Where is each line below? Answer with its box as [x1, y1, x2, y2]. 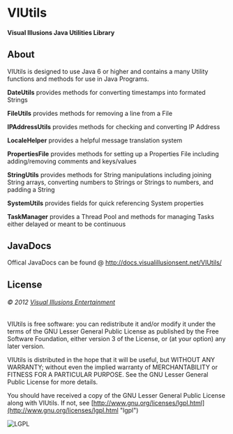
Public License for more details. [7, 378, 98, 386]
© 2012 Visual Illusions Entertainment [7, 298, 116, 306]
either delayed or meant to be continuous [7, 220, 126, 228]
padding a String [7, 185, 55, 193]
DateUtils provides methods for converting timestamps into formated [7, 88, 206, 96]
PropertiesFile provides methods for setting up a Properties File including [7, 149, 220, 158]
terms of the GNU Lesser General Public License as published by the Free [7, 327, 219, 336]
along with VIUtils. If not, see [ [7, 399, 94, 407]
